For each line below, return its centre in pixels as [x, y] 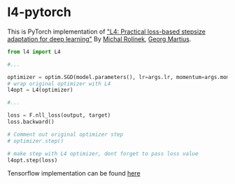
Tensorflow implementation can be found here [74, 174]
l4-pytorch [39, 12]
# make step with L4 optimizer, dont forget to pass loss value [103, 154]
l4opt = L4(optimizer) [40, 90]
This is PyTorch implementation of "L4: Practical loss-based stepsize [107, 31]
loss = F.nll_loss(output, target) [59, 115]
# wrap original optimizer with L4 [59, 84]
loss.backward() [31, 122]
